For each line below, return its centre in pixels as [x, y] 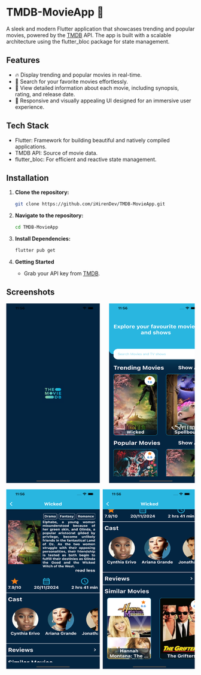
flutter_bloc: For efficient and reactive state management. [86, 159]
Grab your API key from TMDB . [62, 273]
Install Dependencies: [42, 239]
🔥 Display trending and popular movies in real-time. [78, 75]
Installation [28, 178]
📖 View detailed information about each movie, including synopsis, [97, 88]
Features [23, 60]
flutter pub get [35, 251]
